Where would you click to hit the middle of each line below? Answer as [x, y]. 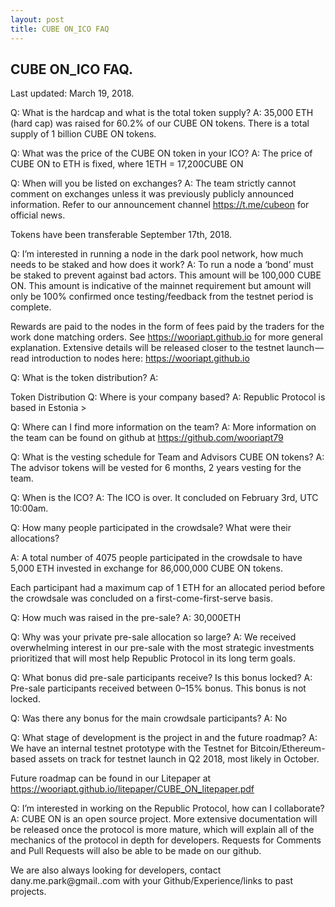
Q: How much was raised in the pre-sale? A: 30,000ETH [126, 618]
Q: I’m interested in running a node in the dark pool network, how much [157, 254]
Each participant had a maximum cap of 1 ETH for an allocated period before [168, 588]
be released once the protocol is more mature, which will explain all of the [162, 830]
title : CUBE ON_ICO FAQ [60, 29]
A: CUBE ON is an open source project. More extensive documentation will [164, 819]
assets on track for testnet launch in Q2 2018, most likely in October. [179, 759]
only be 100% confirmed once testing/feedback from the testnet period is [162, 297]
